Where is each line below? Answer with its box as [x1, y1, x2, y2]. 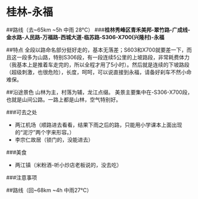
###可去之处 [6, 108, 38, 116]
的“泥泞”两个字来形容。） [14, 128, 75, 135]
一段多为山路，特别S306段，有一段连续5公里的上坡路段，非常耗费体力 [16, 53, 190, 61]
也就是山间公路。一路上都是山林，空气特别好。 [6, 96, 121, 103]
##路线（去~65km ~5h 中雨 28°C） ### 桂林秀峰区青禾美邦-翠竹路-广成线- [6, 26, 191, 33]
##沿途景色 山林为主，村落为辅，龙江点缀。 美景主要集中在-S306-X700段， [6, 89, 193, 96]
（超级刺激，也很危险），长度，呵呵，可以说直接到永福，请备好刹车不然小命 [6, 68, 192, 75]
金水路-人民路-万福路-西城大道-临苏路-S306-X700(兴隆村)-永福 [6, 33, 165, 40]
